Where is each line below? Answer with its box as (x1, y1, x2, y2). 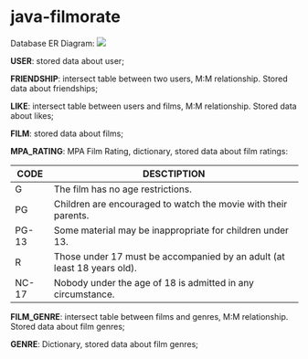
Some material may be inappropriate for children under (54, 224, 289, 237)
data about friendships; (10, 82, 99, 93)
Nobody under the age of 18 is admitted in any (54, 276, 255, 289)
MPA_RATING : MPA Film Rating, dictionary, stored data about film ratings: (10, 145, 289, 156)
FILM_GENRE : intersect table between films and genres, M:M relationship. (10, 311, 289, 322)
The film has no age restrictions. (54, 183, 193, 195)
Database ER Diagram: (10, 37, 95, 48)
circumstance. (54, 288, 115, 301)
